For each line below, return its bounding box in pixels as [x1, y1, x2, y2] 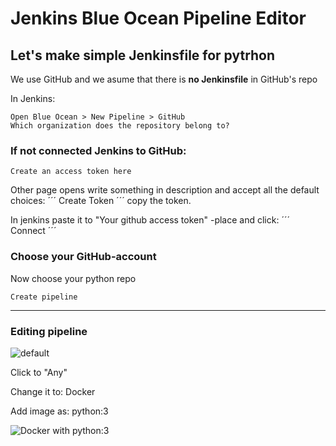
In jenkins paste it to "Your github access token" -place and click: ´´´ [10, 214, 290, 226]
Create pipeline [10, 292, 78, 302]
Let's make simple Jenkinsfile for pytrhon [10, 47, 276, 64]
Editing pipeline [10, 324, 88, 338]
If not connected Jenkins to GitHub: [10, 143, 187, 157]
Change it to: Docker [10, 385, 96, 397]
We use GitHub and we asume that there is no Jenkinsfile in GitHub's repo [10, 73, 318, 85]
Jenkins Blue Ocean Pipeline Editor [10, 7, 307, 30]
